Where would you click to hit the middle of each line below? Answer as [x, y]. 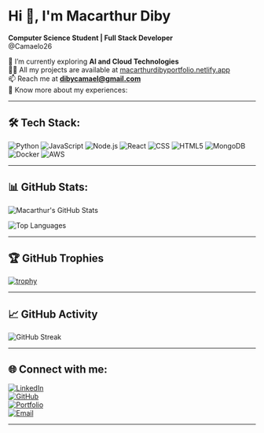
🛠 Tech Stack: [44, 123]
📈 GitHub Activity [53, 314]
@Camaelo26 [30, 46]
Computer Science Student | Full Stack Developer [91, 38]
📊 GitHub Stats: [48, 187]
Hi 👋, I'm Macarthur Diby [90, 16]
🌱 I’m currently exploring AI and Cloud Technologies [93, 61]
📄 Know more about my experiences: [68, 90]
